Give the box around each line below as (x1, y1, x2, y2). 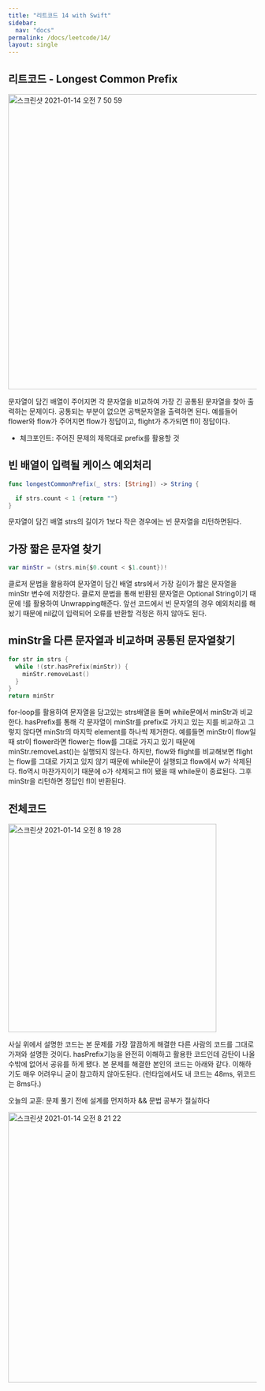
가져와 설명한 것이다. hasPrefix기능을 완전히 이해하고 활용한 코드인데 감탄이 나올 (8, 1049, 256, 1058)
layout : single (8, 41, 58, 49)
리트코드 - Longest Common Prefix (8, 72, 178, 85)
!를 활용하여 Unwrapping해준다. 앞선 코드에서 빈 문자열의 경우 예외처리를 (22, 599, 248, 608)
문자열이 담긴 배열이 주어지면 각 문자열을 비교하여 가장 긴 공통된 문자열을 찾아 (8, 397, 246, 406)
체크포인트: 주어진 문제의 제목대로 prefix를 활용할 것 (19, 433, 180, 442)
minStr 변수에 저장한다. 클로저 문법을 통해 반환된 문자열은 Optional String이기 (8, 589, 248, 599)
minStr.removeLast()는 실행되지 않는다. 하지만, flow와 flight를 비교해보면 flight (8, 747, 253, 757)
